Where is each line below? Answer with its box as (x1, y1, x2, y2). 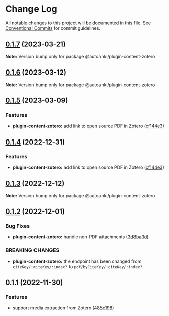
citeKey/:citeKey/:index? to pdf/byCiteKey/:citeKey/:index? (12, 263, 143, 269)
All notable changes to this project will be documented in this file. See (5, 20, 151, 26)
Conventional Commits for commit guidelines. (5, 25, 100, 31)
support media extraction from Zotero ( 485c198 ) (12, 305, 114, 311)
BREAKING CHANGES (5, 247, 60, 254)
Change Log (5, 3, 57, 15)
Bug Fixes (5, 223, 30, 230)
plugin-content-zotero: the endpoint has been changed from (12, 258, 142, 264)
